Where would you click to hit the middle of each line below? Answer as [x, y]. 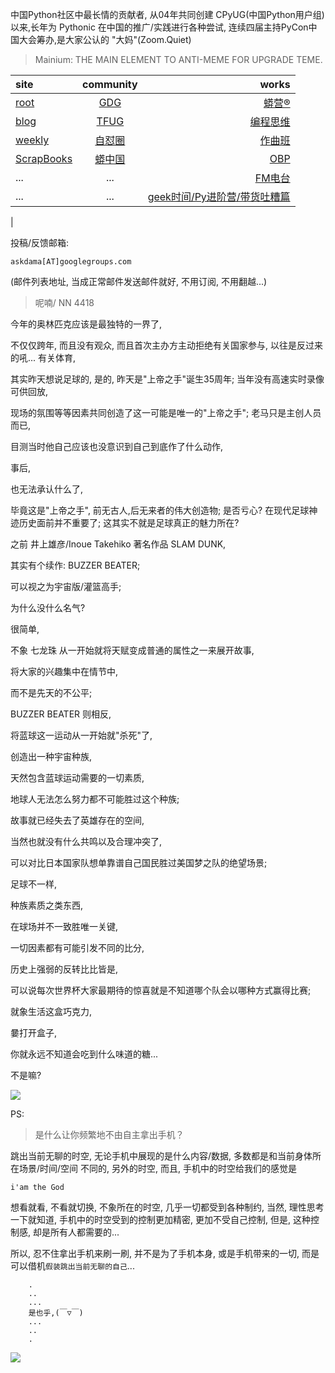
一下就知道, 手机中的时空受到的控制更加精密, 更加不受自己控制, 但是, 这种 [160, 1219]
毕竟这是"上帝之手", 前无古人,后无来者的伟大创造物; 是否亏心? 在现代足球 [160, 510]
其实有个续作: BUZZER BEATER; [75, 565]
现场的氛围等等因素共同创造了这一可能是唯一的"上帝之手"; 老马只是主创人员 [166, 412]
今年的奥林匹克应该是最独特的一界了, [86, 324]
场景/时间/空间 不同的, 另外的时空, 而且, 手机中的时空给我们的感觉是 [157, 1168]
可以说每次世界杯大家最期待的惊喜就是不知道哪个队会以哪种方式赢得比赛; [161, 990]
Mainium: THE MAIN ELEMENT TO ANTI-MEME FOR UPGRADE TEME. [178, 59]
